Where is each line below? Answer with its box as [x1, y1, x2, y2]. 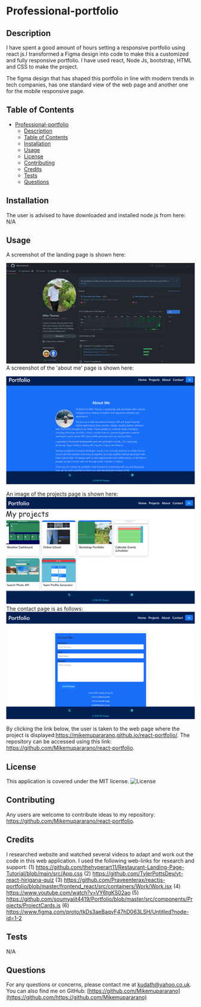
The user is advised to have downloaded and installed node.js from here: [6, 211, 186, 218]
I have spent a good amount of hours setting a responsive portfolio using [6, 44, 185, 51]
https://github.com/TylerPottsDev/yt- [92, 870, 184, 877]
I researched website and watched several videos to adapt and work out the [6, 850, 193, 858]
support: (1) [6, 863, 35, 871]
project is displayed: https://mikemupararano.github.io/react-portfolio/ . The [6, 732, 190, 739]
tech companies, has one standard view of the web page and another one [6, 81, 188, 88]
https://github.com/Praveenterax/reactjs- [63, 876, 166, 883]
